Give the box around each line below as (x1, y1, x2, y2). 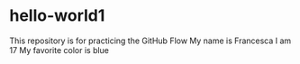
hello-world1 (9, 5, 105, 26)
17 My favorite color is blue (9, 44, 110, 55)
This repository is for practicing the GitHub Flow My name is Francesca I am (9, 35, 292, 46)
